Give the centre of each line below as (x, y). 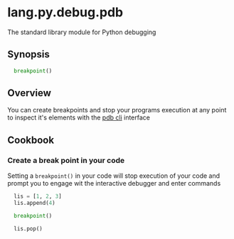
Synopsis (28, 54)
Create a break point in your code (66, 160)
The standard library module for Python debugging (82, 32)
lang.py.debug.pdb (65, 12)
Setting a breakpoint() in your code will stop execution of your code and (114, 176)
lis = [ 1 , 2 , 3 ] (38, 196)
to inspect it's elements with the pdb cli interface (79, 117)
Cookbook (31, 140)
